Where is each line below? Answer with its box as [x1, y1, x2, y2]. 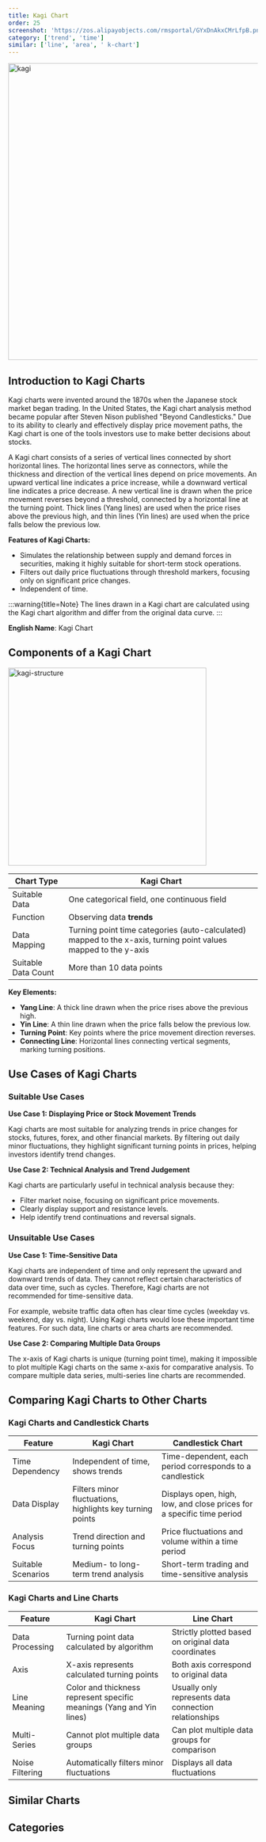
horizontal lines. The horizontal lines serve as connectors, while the [8, 461, 228, 470]
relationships [171, 1711, 220, 1722]
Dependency [12, 1466, 60, 1477]
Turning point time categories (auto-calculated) [68, 924, 247, 935]
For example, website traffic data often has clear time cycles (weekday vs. [8, 1306, 251, 1316]
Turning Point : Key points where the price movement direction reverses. [19, 1027, 256, 1037]
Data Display [12, 1498, 59, 1510]
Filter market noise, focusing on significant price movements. [19, 1196, 220, 1206]
